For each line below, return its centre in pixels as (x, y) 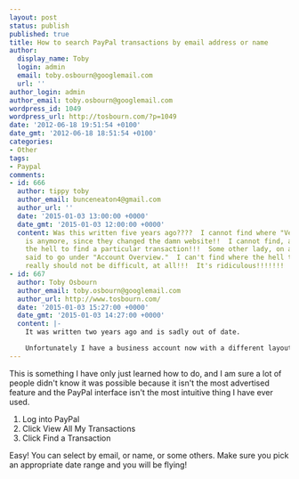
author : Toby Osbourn (57, 282)
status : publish (39, 26)
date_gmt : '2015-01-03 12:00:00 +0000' (91, 224)
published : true (39, 34)
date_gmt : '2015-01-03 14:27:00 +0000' (91, 316)
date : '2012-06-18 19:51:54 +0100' (75, 126)
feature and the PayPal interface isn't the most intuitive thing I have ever (141, 392)
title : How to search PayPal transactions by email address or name (139, 42)
